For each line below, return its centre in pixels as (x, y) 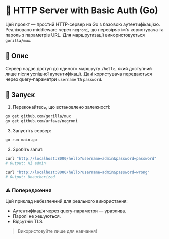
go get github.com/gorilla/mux (38, 116)
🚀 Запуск (20, 95)
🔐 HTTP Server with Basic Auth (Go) (82, 10)
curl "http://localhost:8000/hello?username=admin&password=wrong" (78, 172)
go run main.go (21, 140)
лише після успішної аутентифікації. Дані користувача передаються (79, 74)
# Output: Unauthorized (30, 177)
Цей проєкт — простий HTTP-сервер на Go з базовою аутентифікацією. (83, 24)
